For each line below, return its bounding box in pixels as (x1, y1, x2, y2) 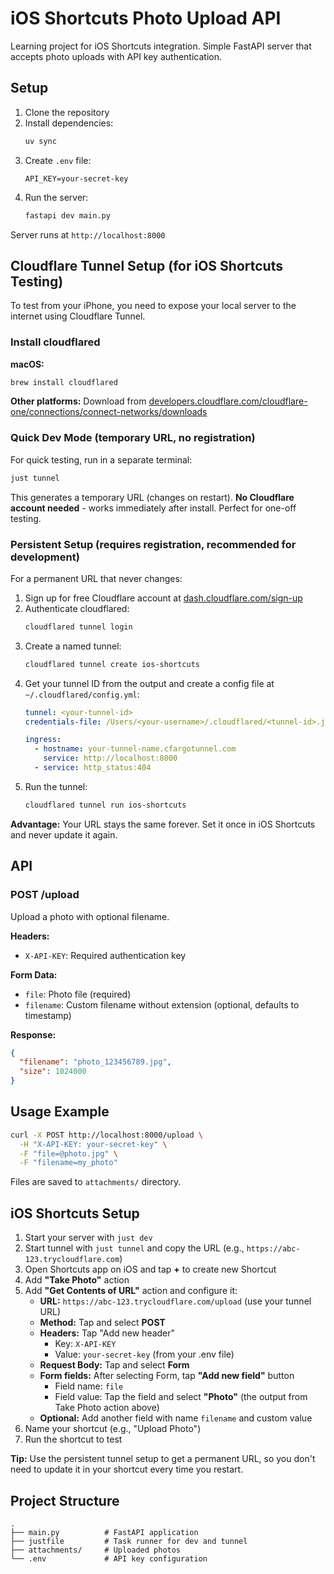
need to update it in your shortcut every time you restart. (10, 1463, 244, 1476)
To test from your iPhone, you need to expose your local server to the (10, 300, 297, 312)
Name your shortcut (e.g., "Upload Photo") (24, 1423, 202, 1435)
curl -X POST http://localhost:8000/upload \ (10, 1130, 203, 1140)
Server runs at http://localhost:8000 (10, 228, 166, 241)
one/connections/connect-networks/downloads (10, 406, 208, 418)
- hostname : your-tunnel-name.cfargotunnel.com (34, 744, 237, 754)
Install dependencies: (24, 117, 114, 129)
